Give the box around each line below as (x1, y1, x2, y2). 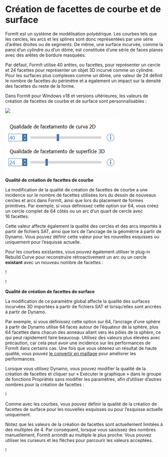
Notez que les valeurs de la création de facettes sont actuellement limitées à (5, 421, 163, 427)
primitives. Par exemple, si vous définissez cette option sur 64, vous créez (5, 202, 159, 208)
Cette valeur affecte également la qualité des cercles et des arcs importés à (5, 223, 161, 229)
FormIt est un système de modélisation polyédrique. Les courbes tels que (5, 31, 157, 37)
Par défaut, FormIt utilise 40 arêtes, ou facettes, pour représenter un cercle (5, 62, 160, 68)
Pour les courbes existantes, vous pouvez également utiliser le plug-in (5, 249, 150, 255)
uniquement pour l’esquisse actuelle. (5, 239, 81, 245)
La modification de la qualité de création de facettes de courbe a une (5, 186, 148, 192)
